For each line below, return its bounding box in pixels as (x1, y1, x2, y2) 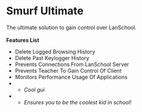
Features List (6, 36, 40, 43)
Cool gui (23, 86, 45, 93)
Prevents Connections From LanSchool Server (14, 61, 129, 68)
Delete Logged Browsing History (14, 48, 96, 55)
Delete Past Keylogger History (14, 54, 90, 61)
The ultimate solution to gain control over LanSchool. (6, 24, 137, 31)
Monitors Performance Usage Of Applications (14, 73, 128, 80)
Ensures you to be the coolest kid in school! (23, 98, 132, 105)
